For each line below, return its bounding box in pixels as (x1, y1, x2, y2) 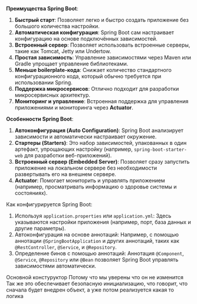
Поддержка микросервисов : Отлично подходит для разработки (14, 85, 179, 92)
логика (6, 293, 24, 299)
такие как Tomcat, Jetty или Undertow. (14, 48, 111, 55)
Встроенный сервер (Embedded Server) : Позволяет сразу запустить (14, 158, 190, 165)
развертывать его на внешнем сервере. (14, 171, 117, 177)
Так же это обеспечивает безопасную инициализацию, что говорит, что (6, 280, 188, 287)
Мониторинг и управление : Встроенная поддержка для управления (14, 98, 189, 105)
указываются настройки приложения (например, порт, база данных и (14, 219, 191, 226)
